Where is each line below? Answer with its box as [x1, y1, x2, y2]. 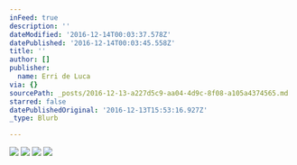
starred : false [9, 96, 67, 106]
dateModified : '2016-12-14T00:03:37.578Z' [9, 30, 172, 39]
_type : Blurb [9, 114, 59, 123]
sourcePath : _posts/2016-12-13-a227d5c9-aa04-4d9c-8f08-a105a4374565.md [9, 88, 289, 97]
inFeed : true [9, 13, 59, 23]
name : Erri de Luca [17, 72, 91, 81]
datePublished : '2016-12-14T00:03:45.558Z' [9, 38, 176, 48]
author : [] [9, 55, 51, 64]
